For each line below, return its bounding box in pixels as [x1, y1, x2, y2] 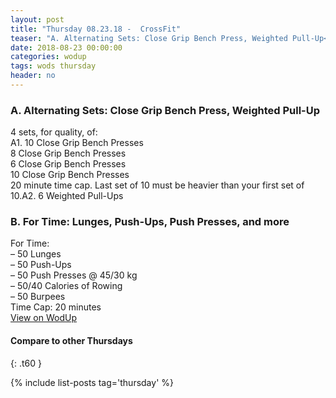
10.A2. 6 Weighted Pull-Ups [10, 190, 124, 202]
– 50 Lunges [10, 248, 62, 260]
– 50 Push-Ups [10, 259, 72, 271]
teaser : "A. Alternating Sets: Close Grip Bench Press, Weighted [10, 33, 288, 43]
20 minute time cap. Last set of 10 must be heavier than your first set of [10, 179, 305, 191]
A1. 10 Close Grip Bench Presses [10, 137, 144, 149]
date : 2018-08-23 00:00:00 [10, 42, 123, 53]
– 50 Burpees [10, 291, 66, 303]
